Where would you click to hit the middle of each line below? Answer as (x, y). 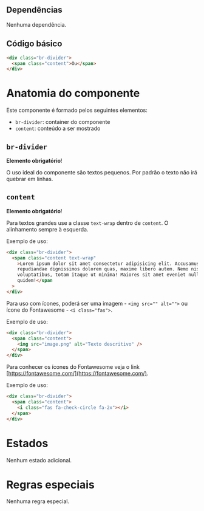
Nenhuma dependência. (36, 24)
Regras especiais (51, 485)
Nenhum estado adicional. (39, 460)
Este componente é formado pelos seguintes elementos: (77, 110)
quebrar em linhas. (30, 179)
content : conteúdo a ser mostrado (58, 129)
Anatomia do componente (73, 93)
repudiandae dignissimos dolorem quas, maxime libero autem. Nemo (103, 269)
